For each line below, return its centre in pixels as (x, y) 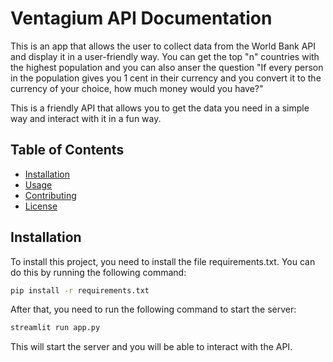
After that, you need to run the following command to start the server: (153, 309)
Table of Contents (67, 150)
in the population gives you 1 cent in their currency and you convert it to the (166, 78)
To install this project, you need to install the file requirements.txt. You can (163, 261)
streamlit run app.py (55, 328)
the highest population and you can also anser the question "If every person (167, 67)
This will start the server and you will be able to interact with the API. (151, 347)
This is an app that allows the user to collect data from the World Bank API (163, 46)
